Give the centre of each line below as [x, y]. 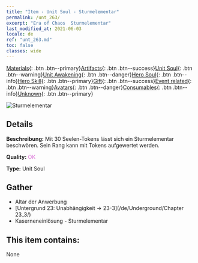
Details [19, 124]
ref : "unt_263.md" [29, 40]
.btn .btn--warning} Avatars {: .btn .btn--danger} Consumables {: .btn [89, 87]
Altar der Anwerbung [41, 202]
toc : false [20, 46]
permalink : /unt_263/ [33, 17]
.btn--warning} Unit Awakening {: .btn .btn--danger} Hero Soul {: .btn [89, 74]
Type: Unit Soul [25, 169]
